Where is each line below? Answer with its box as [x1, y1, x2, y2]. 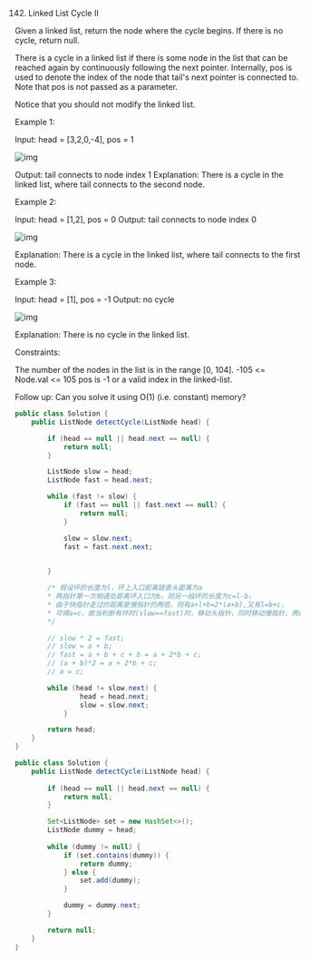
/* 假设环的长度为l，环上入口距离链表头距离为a [47, 583, 203, 593]
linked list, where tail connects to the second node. [15, 179, 205, 190]
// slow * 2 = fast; [47, 633, 125, 642]
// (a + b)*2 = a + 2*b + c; [47, 659, 158, 668]
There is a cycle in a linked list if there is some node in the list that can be [15, 53, 288, 63]
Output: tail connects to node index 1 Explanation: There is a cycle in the [15, 170, 284, 180]
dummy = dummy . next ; [63, 901, 141, 910]
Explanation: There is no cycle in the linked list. [15, 329, 189, 339]
